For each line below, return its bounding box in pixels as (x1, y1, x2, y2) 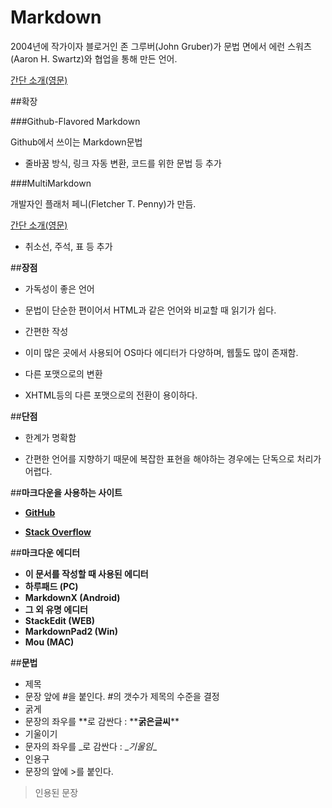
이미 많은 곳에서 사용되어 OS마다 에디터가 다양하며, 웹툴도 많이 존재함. (24, 346, 299, 358)
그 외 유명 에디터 (24, 603, 88, 615)
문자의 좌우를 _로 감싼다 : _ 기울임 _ (24, 740, 158, 752)
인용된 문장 (34, 786, 79, 798)
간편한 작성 (24, 325, 69, 337)
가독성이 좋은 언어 (24, 282, 95, 295)
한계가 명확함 (24, 431, 77, 443)
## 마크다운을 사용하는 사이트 (10, 486, 123, 498)
